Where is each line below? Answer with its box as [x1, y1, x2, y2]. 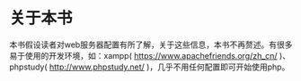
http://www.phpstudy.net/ [49, 61, 146, 72]
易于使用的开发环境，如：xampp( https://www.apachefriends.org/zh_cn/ [9, 50, 278, 61]
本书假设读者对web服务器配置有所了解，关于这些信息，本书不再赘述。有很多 [9, 39, 293, 50]
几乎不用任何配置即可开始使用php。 [156, 61, 290, 72]
